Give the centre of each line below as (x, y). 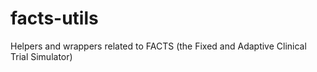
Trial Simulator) (41, 56)
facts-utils (54, 18)
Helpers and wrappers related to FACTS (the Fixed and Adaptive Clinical (158, 46)
